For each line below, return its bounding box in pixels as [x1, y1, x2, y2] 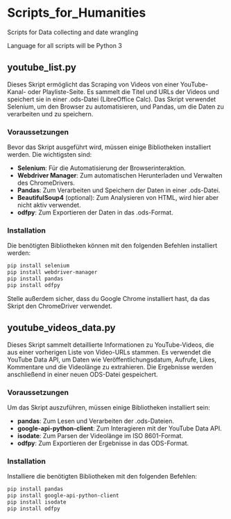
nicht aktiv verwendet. [17, 201, 81, 210]
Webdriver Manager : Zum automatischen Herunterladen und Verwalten [17, 171, 223, 180]
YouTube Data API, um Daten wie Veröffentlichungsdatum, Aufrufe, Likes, [7, 355, 217, 364]
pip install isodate [7, 499, 67, 506]
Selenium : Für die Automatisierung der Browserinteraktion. [17, 164, 186, 172]
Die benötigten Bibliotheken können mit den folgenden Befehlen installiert [7, 242, 217, 250]
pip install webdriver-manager [7, 269, 98, 276]
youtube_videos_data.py [7, 322, 116, 334]
